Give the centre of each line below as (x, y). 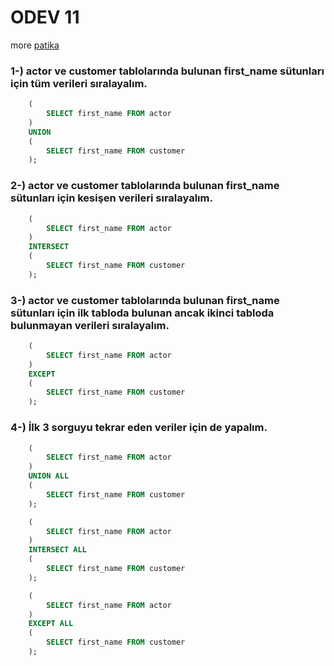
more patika (35, 45)
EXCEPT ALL (51, 624)
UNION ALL (49, 476)
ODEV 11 (45, 17)
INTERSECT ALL (57, 550)
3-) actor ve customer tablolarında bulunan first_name (145, 300)
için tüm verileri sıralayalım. (79, 83)
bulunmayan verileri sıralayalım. (90, 325)
